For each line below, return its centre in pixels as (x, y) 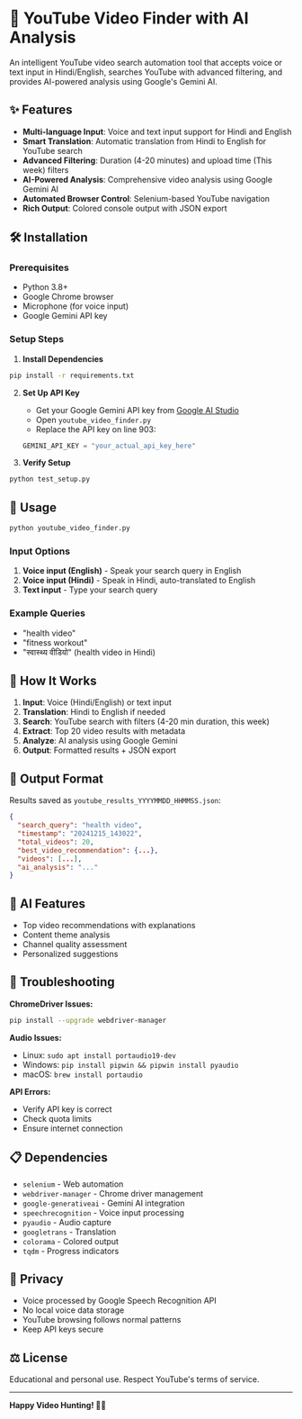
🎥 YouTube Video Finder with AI (129, 18)
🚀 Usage (33, 507)
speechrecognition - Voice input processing (103, 1212)
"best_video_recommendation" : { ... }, (88, 850)
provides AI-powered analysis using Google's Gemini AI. (113, 81)
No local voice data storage (73, 1310)
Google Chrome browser (68, 297)
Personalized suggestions (70, 954)
